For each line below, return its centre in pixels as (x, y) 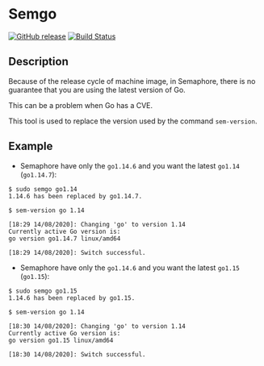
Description (38, 62)
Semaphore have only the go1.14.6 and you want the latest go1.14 (130, 165)
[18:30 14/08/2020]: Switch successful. (78, 354)
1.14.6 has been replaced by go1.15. (72, 298)
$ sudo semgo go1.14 (43, 189)
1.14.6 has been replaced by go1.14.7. (75, 196)
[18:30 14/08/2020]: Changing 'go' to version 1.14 (97, 326)
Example (31, 146)
